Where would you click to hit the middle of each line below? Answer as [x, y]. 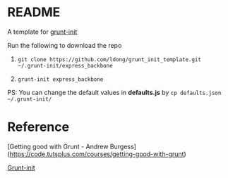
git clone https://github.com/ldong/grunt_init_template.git [109, 59]
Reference [38, 127]
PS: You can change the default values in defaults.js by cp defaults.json [114, 92]
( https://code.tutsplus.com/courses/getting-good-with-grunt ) [97, 154]
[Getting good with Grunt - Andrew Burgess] [72, 146]
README [34, 12]
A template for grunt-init [42, 32]
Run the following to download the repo [65, 45]
